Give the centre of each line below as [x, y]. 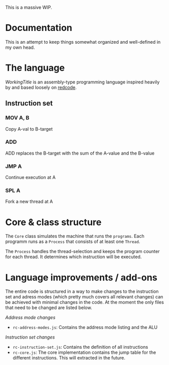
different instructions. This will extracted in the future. [69, 358]
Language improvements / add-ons [81, 277]
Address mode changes [31, 318]
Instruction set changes [30, 337]
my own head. [20, 47]
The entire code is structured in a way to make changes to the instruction [82, 291]
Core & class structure [53, 222]
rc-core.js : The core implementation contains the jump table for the [84, 352]
